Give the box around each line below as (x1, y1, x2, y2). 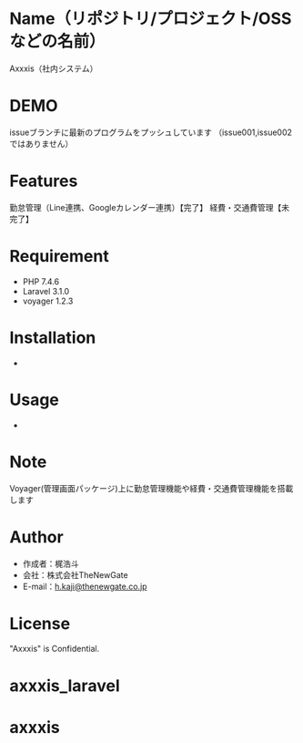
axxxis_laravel (9, 676, 120, 696)
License (9, 613, 71, 634)
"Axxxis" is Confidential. (9, 644, 100, 655)
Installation (9, 327, 96, 347)
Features (9, 170, 78, 191)
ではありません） (9, 138, 74, 149)
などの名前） (9, 31, 106, 52)
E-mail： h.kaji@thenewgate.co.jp (22, 581, 147, 592)
